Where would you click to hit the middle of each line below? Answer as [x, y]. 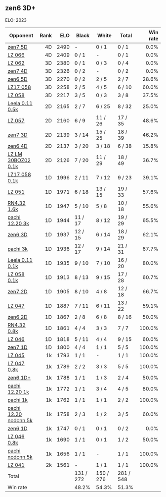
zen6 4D [18, 146]
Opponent [21, 35]
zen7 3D [18, 135]
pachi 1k [18, 400]
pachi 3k [18, 249]
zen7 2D [18, 291]
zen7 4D [18, 71]
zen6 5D [18, 79]
